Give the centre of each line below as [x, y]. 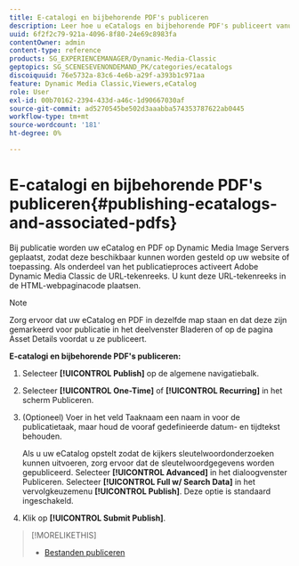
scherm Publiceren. [58, 400]
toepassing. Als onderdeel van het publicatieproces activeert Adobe [134, 266]
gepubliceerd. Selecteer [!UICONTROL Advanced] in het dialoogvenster [154, 472]
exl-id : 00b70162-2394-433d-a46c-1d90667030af [97, 100]
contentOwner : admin [48, 42]
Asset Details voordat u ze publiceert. [78, 338]
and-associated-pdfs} [93, 223]
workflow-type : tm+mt [49, 117]
